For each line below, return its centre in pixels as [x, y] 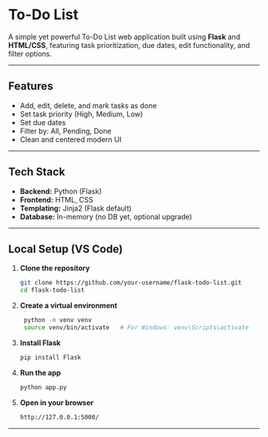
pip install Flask [50, 357]
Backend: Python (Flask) [61, 191]
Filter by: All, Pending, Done [65, 131]
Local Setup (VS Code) [66, 249]
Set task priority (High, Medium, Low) [81, 114]
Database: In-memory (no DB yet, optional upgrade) [106, 216]
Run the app [40, 372]
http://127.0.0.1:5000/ [59, 417]
